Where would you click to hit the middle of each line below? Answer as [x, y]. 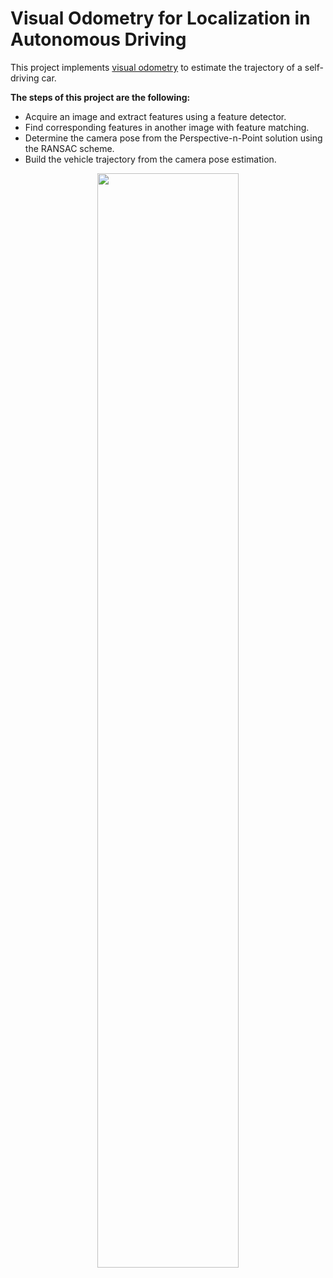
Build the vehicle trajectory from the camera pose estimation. [150, 159]
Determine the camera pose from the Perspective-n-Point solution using [173, 138]
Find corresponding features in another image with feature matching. [167, 127]
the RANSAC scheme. [69, 148]
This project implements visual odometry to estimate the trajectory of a [156, 67]
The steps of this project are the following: [100, 97]
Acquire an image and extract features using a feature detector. [155, 116]
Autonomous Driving [98, 39]
